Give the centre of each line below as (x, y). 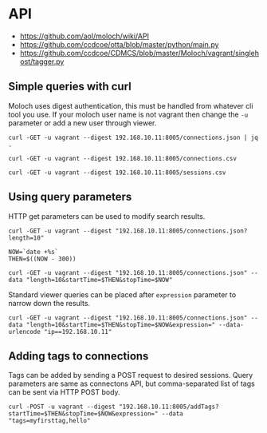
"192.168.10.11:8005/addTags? (169, 407)
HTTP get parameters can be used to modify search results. (107, 216)
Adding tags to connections (79, 356)
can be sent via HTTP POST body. (65, 392)
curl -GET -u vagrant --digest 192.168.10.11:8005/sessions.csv (117, 173)
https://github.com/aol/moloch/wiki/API (84, 36)
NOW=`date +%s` (33, 252)
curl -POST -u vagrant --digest (62, 407)
